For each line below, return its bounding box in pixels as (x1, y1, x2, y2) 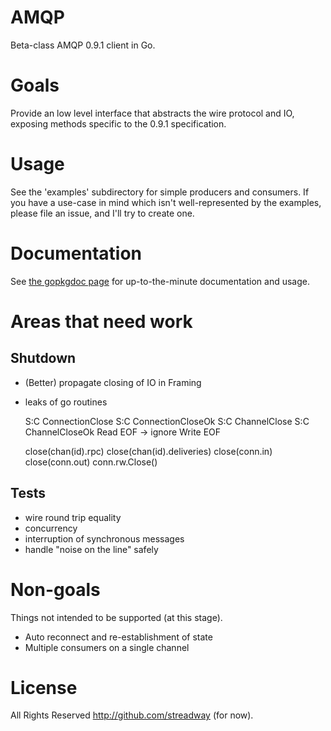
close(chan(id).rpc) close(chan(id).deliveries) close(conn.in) (24, 445, 273, 457)
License (10, 676, 78, 699)
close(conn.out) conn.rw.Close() (24, 456, 158, 468)
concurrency (24, 522, 78, 534)
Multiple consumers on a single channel (24, 641, 190, 653)
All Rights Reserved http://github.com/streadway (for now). (10, 709, 254, 721)
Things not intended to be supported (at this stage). (10, 611, 223, 623)
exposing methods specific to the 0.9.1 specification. (10, 117, 227, 130)
